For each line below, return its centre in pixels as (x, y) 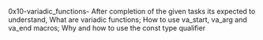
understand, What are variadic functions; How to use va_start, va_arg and (128, 20)
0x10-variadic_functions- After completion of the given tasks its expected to (132, 11)
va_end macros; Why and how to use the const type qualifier (107, 28)
